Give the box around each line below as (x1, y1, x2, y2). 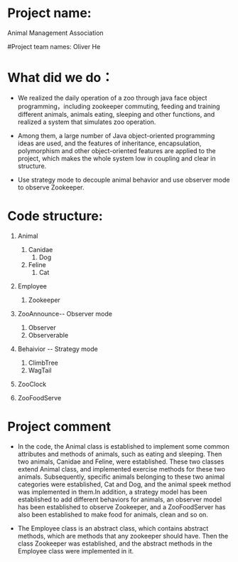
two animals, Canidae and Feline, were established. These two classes (17, 457, 225, 466)
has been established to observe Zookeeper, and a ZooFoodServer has (17, 502, 226, 511)
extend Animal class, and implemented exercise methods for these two (17, 464, 226, 473)
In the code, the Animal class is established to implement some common (17, 442, 229, 450)
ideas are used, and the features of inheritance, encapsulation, (17, 139, 202, 147)
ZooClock (17, 380, 47, 388)
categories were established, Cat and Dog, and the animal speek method (17, 479, 231, 489)
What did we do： (7, 70, 114, 86)
